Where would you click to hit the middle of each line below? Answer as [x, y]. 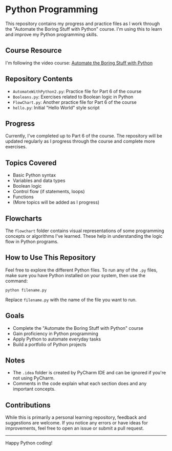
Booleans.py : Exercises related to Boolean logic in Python [73, 97]
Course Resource [34, 50]
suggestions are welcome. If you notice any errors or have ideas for [77, 423]
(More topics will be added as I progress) [56, 202]
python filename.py [26, 290]
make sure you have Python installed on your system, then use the [76, 275]
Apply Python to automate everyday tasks [57, 339]
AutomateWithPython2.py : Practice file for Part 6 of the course [77, 91]
